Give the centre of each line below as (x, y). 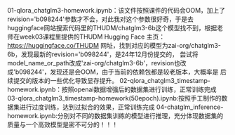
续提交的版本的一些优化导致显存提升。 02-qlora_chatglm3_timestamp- (109, 81)
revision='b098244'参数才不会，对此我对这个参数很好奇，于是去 (101, 19)
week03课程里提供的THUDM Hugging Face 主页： (92, 37)
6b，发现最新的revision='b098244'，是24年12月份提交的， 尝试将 (103, 54)
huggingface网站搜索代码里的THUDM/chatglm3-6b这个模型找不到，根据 (112, 28)
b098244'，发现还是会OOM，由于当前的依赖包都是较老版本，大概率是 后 (121, 72)
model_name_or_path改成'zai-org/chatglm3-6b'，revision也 (94, 63)
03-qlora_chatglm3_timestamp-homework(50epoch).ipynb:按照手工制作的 (115, 98)
